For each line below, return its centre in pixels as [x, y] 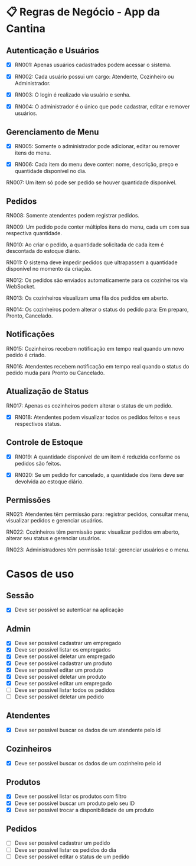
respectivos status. [38, 424]
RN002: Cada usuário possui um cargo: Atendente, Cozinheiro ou [94, 77]
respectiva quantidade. [34, 233]
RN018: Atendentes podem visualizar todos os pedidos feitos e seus [97, 417]
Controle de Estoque [45, 442]
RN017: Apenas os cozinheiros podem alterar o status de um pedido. [89, 405]
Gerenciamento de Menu [53, 132]
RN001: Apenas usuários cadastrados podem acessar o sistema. [93, 65]
